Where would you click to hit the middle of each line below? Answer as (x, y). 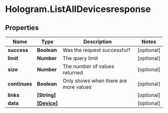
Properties (22, 28)
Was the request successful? (96, 50)
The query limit (80, 58)
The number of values (88, 66)
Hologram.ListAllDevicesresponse (78, 9)
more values (77, 87)
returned (73, 72)
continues (20, 84)
